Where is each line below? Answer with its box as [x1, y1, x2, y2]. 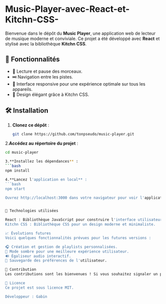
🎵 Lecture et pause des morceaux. [12, 68, 83, 74]
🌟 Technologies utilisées [5, 209, 58, 214]
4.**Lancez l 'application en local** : [5, 177, 87, 182]
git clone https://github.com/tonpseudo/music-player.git [12, 131, 134, 136]
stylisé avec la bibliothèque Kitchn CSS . [5, 41, 87, 46]
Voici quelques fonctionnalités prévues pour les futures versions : [5, 235, 152, 240]
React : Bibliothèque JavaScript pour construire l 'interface [5, 217, 136, 222]
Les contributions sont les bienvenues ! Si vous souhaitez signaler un [5, 272, 158, 277]
